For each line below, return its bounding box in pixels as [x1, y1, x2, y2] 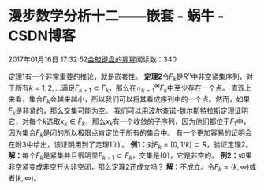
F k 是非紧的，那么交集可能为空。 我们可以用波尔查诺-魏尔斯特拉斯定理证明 [8, 106, 249, 117]
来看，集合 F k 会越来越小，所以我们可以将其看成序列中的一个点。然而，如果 [8, 94, 251, 106]
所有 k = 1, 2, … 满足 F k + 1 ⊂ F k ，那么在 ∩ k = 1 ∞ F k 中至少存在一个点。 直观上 [14, 82, 252, 95]
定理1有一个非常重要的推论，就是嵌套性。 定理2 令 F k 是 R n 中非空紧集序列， [8, 70, 247, 83]
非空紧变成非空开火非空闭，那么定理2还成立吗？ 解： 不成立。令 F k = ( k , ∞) [8, 162, 250, 173]
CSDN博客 [8, 27, 76, 45]
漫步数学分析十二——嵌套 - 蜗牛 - [8, 7, 225, 25]
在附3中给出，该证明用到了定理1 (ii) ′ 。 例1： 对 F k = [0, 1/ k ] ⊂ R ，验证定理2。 [8, 139, 253, 151]
